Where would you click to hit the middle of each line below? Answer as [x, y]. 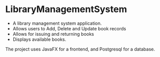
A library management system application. [57, 23]
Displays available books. [39, 39]
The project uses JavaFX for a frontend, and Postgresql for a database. [80, 49]
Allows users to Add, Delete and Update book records [69, 28]
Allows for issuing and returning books [53, 34]
